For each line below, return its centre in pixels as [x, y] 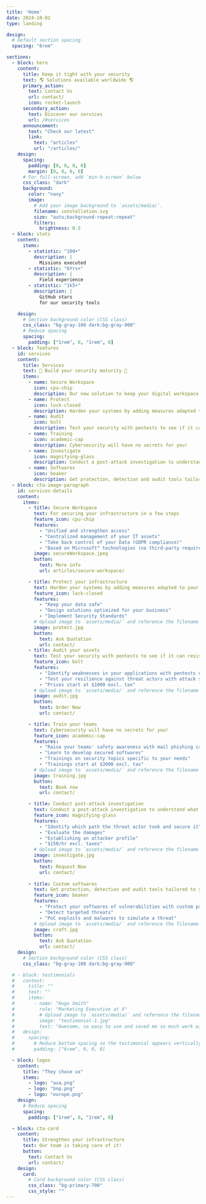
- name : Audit [46, 416]
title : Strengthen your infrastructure [73, 1140]
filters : [45, 223]
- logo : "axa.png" [52, 1083]
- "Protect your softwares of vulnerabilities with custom [116, 907]
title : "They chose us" [53, 1072]
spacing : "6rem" [32, 46]
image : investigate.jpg [64, 855]
